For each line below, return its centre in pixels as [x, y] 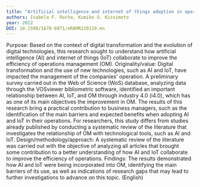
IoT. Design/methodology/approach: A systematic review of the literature [95, 140]
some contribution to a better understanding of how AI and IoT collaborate [97, 153]
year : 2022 [20, 23]
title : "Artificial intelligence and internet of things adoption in [94, 12]
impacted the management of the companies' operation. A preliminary [92, 77]
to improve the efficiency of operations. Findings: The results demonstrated [99, 159]
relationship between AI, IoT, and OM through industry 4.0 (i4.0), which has [98, 96]
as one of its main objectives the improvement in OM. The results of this [94, 102]
